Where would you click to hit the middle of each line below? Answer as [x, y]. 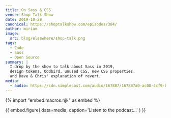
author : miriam [21, 29]
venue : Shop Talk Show [29, 15]
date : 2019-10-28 [24, 19]
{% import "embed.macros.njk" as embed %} [53, 100]
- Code [17, 48]
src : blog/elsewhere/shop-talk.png [48, 39]
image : [12, 34]
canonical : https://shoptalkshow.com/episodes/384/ [61, 24]
